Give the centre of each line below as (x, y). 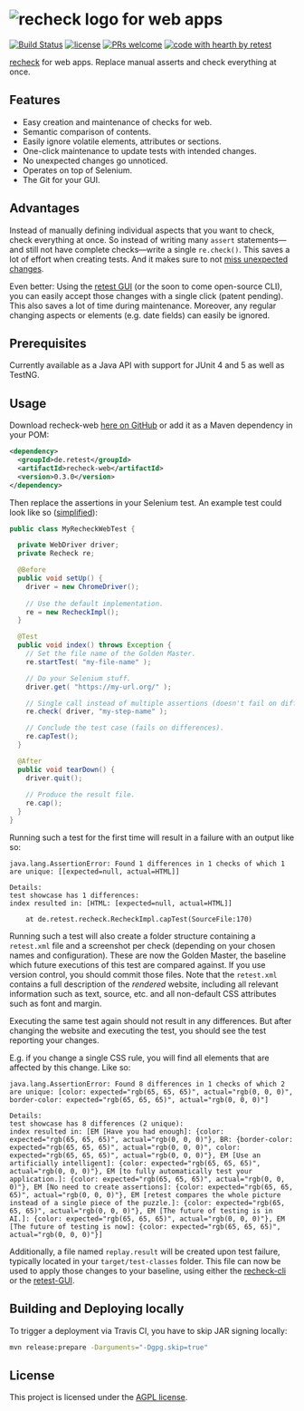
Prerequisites (48, 343)
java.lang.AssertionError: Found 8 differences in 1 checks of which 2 (147, 1084)
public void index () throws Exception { (95, 645)
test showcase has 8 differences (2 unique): (96, 1124)
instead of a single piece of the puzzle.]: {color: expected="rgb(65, (147, 1203)
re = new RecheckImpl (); (72, 612)
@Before (32, 570)
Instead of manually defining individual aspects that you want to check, (142, 230)
